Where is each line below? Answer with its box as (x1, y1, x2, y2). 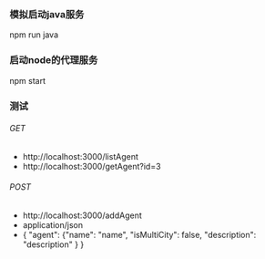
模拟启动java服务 (9, 7, 85, 20)
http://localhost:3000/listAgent (22, 150, 138, 161)
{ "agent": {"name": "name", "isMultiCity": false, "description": (22, 229, 257, 240)
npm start (9, 75, 46, 86)
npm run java (9, 29, 59, 40)
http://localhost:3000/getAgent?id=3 (22, 161, 161, 171)
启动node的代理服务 (9, 54, 98, 67)
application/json (22, 219, 84, 230)
